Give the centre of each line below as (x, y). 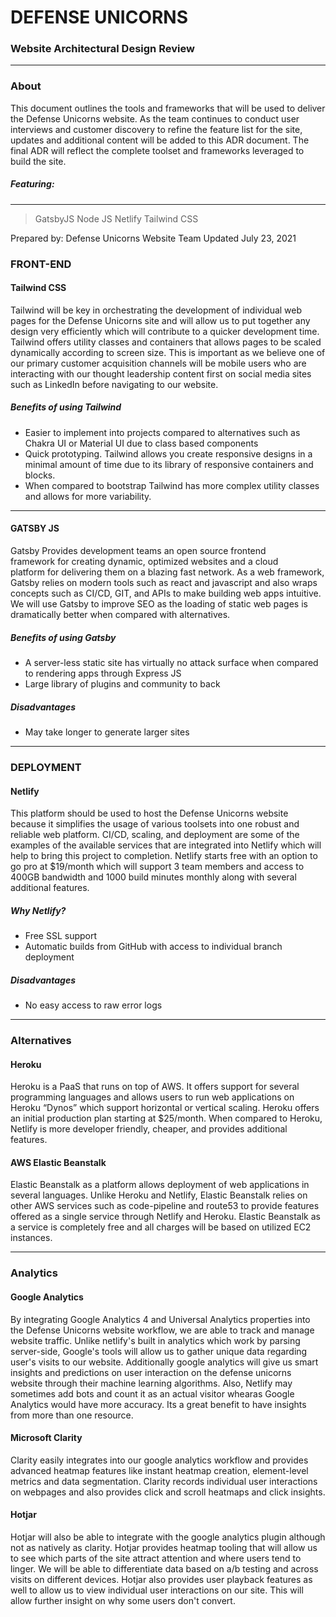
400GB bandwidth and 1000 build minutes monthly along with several (153, 877)
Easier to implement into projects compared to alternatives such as (162, 432)
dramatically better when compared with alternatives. (120, 615)
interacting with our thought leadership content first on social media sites (161, 373)
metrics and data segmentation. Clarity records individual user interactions (164, 1481)
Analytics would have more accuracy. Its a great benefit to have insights (158, 1404)
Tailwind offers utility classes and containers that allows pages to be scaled (166, 342)
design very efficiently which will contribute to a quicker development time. (165, 331)
